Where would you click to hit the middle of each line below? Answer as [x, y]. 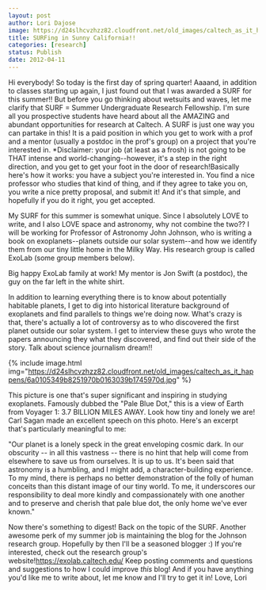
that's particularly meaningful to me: [67, 428]
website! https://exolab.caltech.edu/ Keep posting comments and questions [131, 561]
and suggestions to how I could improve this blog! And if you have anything [131, 569]
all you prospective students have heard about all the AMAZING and [119, 116]
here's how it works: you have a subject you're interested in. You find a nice [131, 174]
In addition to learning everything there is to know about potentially [118, 297]
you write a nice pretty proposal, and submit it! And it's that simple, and [125, 192]
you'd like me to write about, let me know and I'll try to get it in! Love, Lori [128, 577]
